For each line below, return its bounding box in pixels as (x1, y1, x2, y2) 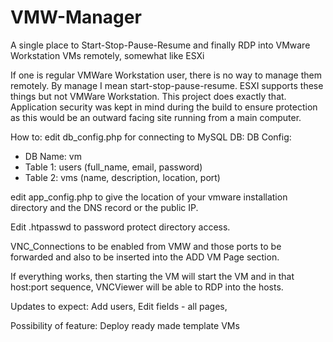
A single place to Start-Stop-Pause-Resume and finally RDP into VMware (10, 39, 311, 51)
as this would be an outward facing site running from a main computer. (10, 111, 302, 123)
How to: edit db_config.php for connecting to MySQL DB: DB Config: (10, 131, 292, 143)
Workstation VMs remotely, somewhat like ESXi (10, 49, 205, 61)
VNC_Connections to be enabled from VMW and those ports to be (10, 240, 282, 252)
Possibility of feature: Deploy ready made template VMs (10, 319, 240, 331)
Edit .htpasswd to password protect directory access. (10, 221, 231, 233)
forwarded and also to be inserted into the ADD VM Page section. (10, 251, 280, 263)
